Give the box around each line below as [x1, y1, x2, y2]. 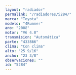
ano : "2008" [5, 26, 30, 31]
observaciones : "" [5, 58, 43, 63]
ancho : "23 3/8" [5, 53, 38, 58]
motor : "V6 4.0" [5, 30, 38, 35]
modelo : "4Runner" [5, 21, 43, 26]
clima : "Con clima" [5, 44, 45, 49]
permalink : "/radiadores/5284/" [5, 12, 72, 17]
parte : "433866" [5, 39, 38, 44]
